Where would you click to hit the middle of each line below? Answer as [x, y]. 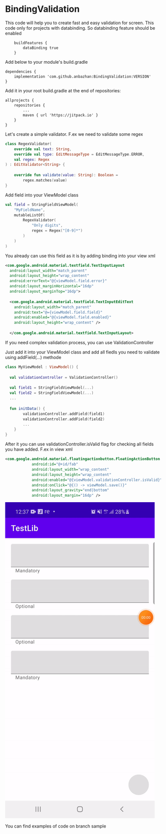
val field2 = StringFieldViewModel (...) [52, 393]
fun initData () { [27, 408]
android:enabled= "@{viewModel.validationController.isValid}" [97, 480]
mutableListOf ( [30, 215]
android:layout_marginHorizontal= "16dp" [52, 286]
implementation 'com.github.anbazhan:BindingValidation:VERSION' [83, 77]
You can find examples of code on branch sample [56, 826]
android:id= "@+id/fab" [55, 464]
